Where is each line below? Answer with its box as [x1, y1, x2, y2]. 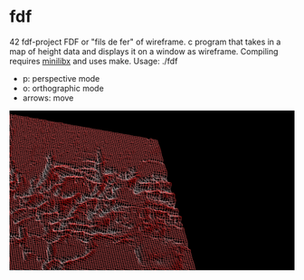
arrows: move [22, 92, 74, 103]
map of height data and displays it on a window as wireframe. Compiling [9, 45, 279, 56]
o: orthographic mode [22, 82, 104, 93]
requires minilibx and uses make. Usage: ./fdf [9, 55, 178, 66]
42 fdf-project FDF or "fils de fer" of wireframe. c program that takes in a [9, 36, 281, 47]
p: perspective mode [22, 72, 100, 83]
